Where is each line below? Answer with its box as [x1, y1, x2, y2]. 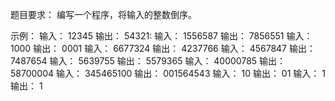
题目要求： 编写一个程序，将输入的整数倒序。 [10, 9, 197, 20]
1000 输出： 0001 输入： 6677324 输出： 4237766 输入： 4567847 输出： [10, 43, 316, 54]
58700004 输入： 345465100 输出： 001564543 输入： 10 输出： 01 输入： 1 [10, 68, 326, 79]
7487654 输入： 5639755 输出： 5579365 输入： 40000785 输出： [10, 55, 287, 67]
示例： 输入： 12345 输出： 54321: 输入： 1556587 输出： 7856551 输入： [10, 30, 313, 42]
